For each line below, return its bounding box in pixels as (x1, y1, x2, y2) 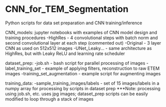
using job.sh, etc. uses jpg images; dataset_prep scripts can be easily (5, 91, 148, 97)
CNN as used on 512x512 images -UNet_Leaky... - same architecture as (5, 45, 152, 51)
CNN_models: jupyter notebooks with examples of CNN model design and (5, 29, 158, 35)
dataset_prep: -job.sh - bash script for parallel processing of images (5, 60, 146, 66)
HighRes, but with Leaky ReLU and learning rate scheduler (5, 51, 126, 56)
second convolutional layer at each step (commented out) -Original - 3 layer (5, 40, 162, 46)
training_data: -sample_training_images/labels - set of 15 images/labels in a (5, 80, 160, 86)
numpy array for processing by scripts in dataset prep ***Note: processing (5, 85, 161, 91)
